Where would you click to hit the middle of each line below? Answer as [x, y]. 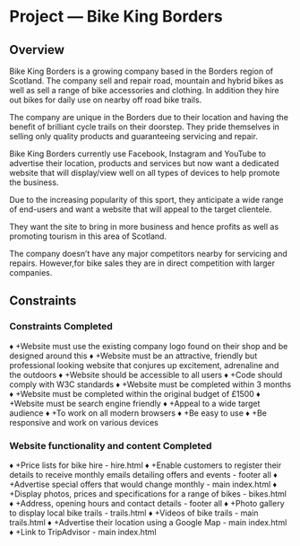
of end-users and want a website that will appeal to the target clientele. [141, 209]
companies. [31, 273]
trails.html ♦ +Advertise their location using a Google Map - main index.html [148, 522]
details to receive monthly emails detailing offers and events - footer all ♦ [143, 474]
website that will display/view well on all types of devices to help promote [145, 173]
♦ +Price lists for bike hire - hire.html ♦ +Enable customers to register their [146, 465]
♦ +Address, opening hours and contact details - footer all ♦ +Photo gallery [147, 503]
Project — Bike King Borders [116, 17]
